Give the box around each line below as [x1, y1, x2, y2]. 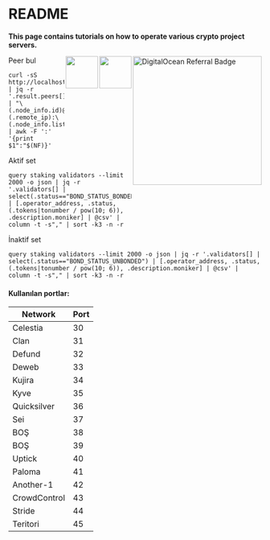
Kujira [12, 375, 35, 386]
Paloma [12, 466, 41, 477]
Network [21, 309, 56, 320]
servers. [8, 39, 38, 49]
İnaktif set [8, 234, 42, 244]
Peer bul [8, 56, 36, 65]
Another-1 [12, 480, 54, 491]
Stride [12, 505, 35, 517]
